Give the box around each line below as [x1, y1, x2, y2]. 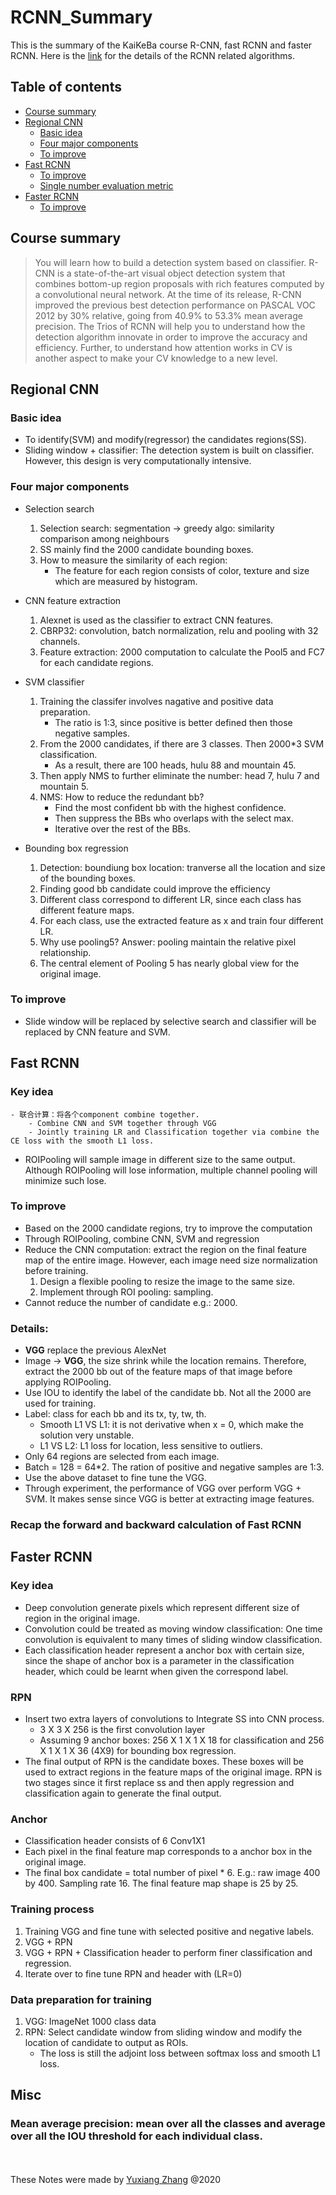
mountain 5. [39, 780, 89, 792]
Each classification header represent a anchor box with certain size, [24, 1644, 305, 1656]
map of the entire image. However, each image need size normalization [24, 1254, 318, 1266]
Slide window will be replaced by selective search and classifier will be [24, 1015, 317, 1027]
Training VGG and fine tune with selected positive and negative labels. [24, 1925, 315, 1937]
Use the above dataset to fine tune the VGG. [24, 1472, 207, 1484]
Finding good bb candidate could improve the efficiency [39, 882, 271, 895]
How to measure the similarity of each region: [39, 554, 228, 566]
